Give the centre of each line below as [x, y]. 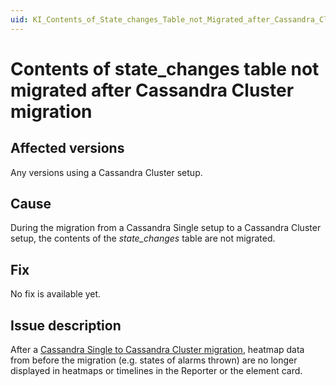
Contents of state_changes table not [165, 68]
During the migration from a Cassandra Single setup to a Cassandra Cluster [166, 228]
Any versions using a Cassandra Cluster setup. [106, 172]
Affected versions [67, 148]
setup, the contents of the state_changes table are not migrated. [143, 238]
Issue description [66, 325]
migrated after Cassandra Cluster [152, 90]
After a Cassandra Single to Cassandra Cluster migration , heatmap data [157, 350]
